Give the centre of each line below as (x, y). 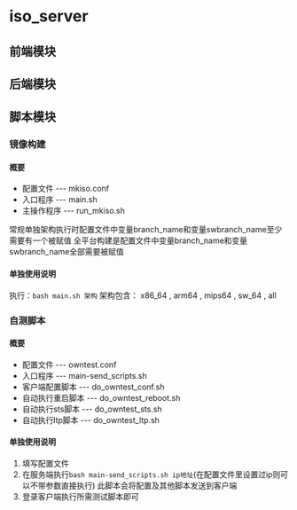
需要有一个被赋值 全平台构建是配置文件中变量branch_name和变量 (129, 240)
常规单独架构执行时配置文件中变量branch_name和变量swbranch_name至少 (146, 230)
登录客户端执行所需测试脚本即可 (80, 497)
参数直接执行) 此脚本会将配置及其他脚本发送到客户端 (141, 486)
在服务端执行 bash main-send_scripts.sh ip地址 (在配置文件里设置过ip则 (151, 475)
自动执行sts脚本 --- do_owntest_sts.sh (92, 409)
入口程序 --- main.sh (59, 200)
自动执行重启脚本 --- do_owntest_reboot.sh (101, 397)
